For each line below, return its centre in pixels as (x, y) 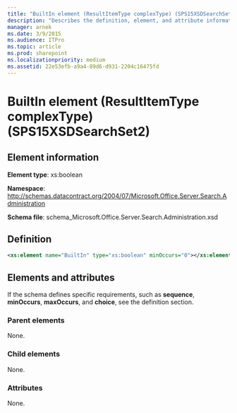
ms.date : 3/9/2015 (34, 34)
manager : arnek (30, 27)
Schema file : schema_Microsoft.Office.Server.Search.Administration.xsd (113, 217)
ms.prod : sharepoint (38, 54)
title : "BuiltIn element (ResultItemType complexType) (90, 14)
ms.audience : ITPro (36, 40)
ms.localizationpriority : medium (56, 60)
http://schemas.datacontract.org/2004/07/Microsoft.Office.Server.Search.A (117, 196)
